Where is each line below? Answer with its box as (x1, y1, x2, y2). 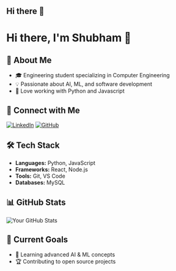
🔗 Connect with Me (6, 105, 81, 115)
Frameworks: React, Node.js (15, 166, 89, 174)
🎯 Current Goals (6, 234, 68, 245)
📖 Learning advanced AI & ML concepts (15, 251, 116, 258)
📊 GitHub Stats (6, 197, 66, 208)
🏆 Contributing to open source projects (15, 258, 116, 265)
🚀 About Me (6, 55, 52, 65)
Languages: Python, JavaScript (15, 159, 96, 167)
